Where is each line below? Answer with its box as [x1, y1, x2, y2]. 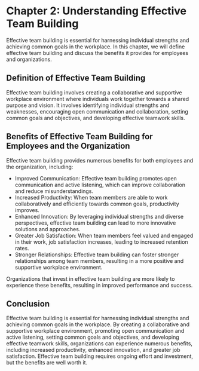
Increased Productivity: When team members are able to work [14, 194, 168, 201]
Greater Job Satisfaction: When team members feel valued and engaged [14, 232, 194, 239]
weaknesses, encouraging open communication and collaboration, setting [6, 108, 188, 115]
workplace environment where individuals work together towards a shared [6, 95, 189, 102]
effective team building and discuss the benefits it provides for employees [6, 49, 189, 56]
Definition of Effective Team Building [6, 73, 146, 83]
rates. [14, 244, 29, 252]
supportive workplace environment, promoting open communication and [6, 327, 185, 335]
